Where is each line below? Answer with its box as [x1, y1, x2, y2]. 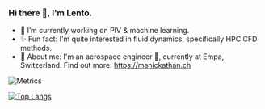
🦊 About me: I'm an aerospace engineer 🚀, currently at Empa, [19, 52, 225, 61]
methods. [19, 44, 53, 53]
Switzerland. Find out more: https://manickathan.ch [19, 61, 191, 70]
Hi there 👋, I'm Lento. [8, 7, 93, 19]
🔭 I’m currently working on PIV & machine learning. [19, 26, 190, 36]
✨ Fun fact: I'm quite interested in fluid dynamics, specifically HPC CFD [19, 34, 258, 44]
